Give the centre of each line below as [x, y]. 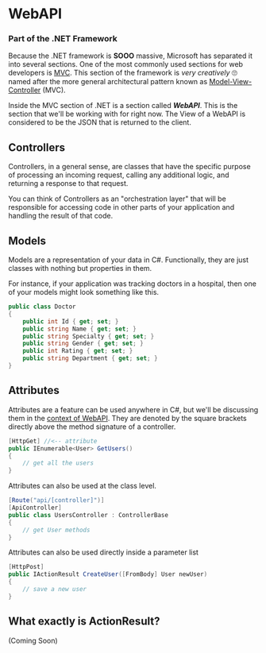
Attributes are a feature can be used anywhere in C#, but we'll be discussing [133, 409]
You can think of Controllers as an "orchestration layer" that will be [117, 199]
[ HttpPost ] [26, 567]
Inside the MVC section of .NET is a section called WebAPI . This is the [123, 106]
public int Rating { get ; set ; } [78, 351]
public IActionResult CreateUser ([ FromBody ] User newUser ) [108, 574]
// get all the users [58, 463]
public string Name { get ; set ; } [79, 329]
